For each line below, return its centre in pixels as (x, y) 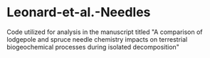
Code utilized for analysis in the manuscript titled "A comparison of (105, 32)
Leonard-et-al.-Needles (79, 12)
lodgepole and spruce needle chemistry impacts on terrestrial (97, 39)
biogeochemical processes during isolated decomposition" (93, 47)
